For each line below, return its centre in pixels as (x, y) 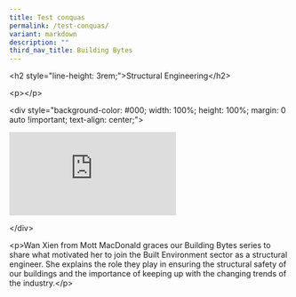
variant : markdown (43, 34)
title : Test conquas (48, 17)
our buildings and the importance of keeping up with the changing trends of (148, 274)
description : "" (39, 42)
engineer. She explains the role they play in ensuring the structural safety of (148, 264)
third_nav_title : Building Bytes (71, 51)
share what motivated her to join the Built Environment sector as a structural (148, 255)
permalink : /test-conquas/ (59, 26)
